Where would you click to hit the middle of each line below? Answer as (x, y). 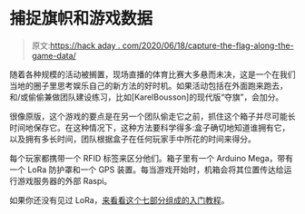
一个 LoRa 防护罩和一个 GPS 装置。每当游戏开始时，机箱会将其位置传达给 (147, 170)
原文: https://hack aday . (76, 45)
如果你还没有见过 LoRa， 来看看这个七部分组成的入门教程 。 (119, 199)
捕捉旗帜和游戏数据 (81, 19)
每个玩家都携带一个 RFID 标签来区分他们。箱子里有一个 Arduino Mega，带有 (151, 158)
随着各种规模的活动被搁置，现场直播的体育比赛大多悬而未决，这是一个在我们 (152, 74)
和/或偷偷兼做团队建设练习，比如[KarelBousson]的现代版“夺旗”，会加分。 (147, 97)
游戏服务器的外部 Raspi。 (64, 180)
